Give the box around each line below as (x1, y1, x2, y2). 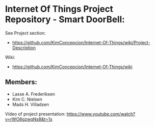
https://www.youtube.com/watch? (66, 111, 136, 117)
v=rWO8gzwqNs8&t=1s (5, 116, 52, 122)
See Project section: (5, 30, 46, 36)
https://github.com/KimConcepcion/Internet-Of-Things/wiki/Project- (12, 39, 151, 45)
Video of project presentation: (5, 111, 66, 117)
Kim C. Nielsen (12, 96, 43, 102)
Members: (5, 78, 38, 86)
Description (12, 45, 36, 51)
